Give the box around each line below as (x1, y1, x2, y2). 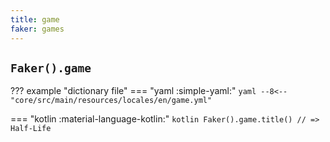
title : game (10, 14, 60, 25)
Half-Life (10, 124, 52, 134)
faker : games (10, 24, 65, 34)
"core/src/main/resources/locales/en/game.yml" (10, 96, 213, 106)
